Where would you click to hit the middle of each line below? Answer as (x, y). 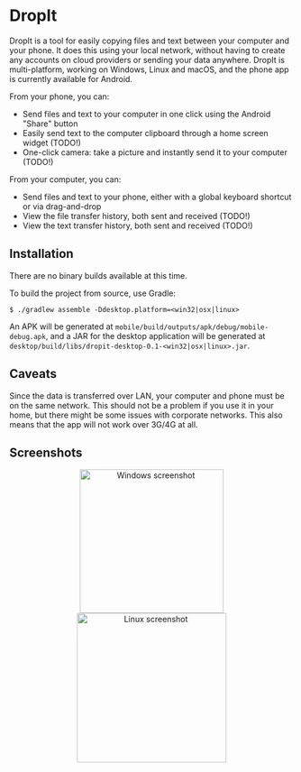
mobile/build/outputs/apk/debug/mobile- (192, 327)
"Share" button (50, 124)
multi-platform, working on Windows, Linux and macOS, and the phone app (150, 69)
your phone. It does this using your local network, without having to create (147, 50)
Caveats (33, 374)
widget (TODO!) (51, 142)
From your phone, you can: (59, 96)
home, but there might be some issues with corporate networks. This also (146, 415)
